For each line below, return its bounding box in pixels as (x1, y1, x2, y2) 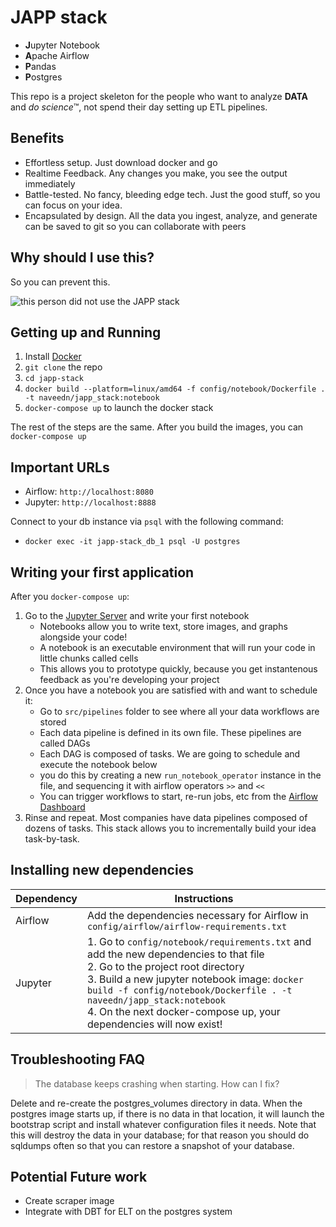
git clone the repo (24, 361, 103, 373)
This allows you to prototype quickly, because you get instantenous (39, 663, 318, 675)
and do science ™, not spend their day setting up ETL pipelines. (10, 101, 268, 113)
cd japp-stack (24, 374, 84, 384)
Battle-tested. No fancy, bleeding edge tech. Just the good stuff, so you (24, 188, 321, 200)
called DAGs (39, 737, 91, 749)
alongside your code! (39, 631, 128, 643)
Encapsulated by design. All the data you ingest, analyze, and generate (24, 209, 318, 221)
